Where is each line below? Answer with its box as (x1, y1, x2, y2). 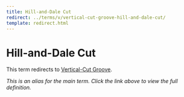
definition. (6, 84, 31, 91)
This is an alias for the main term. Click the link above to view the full (6, 78, 178, 85)
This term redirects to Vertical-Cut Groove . (6, 66, 113, 73)
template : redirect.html (6, 20, 69, 26)
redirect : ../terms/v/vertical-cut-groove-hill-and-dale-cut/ (6, 14, 166, 20)
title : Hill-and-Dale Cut (6, 8, 71, 15)
